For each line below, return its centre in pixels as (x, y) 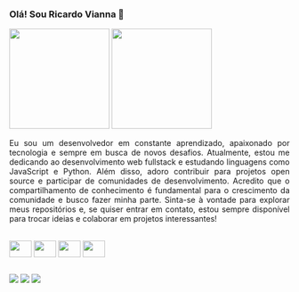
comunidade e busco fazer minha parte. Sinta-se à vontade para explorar (149, 200)
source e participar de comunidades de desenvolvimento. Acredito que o (149, 181)
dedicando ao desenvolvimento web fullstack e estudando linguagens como (149, 162)
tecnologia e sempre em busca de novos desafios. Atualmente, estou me (149, 153)
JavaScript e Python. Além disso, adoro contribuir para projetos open (149, 172)
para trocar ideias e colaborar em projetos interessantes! (113, 219)
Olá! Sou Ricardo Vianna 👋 (67, 14)
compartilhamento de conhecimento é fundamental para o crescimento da (149, 191)
